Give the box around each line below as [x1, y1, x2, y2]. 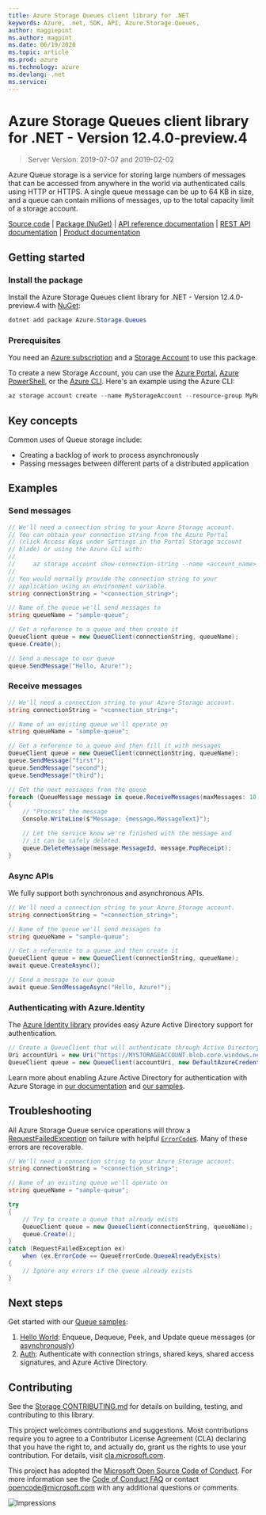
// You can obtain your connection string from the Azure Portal [8, 531, 228, 539]
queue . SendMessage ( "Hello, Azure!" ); [8, 662, 133, 670]
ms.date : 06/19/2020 [8, 41, 77, 49]
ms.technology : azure [8, 63, 80, 71]
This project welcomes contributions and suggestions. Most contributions [8, 1426, 249, 1435]
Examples [8, 482, 58, 495]
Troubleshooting [8, 1104, 93, 1117]
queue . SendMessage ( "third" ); [8, 771, 104, 779]
